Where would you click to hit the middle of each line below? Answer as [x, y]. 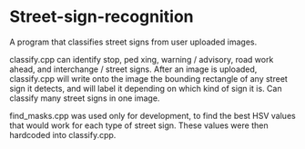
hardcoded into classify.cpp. [63, 134]
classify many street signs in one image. [85, 98]
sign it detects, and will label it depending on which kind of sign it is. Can [146, 88]
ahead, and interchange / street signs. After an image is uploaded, [133, 69]
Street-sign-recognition [102, 17]
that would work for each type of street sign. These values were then [139, 125]
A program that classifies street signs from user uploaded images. [133, 42]
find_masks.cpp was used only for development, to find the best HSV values [152, 115]
